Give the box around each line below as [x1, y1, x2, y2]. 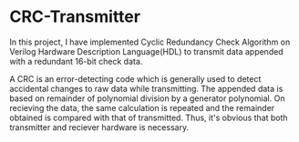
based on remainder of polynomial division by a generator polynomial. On [9, 93, 285, 104]
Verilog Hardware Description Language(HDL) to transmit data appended [9, 46, 284, 56]
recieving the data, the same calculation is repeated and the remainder [9, 102, 275, 113]
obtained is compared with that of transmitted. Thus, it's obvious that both [9, 112, 289, 123]
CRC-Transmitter [9, 6, 141, 27]
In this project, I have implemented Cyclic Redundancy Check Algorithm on [9, 36, 291, 47]
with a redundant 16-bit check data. [9, 56, 143, 66]
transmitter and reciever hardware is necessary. [9, 121, 190, 133]
